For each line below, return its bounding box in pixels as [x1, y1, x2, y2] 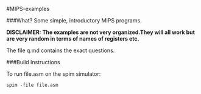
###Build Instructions [6, 59, 60, 65]
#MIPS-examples [6, 5, 50, 12]
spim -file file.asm [6, 82, 59, 88]
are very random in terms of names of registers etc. [6, 35, 139, 42]
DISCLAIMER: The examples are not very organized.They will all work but [6, 29, 195, 36]
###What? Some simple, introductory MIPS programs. [6, 17, 142, 24]
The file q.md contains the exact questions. [6, 47, 115, 54]
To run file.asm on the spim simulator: [6, 70, 101, 78]
